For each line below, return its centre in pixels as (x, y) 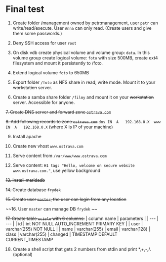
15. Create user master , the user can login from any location (66, 199)
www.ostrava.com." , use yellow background (57, 170)
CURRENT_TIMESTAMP (29, 239)
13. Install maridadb (25, 180)
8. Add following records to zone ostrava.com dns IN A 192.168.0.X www (83, 121)
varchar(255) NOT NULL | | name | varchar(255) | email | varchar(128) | (78, 229)
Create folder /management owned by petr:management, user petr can (85, 23)
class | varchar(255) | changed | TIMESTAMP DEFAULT (62, 234)
